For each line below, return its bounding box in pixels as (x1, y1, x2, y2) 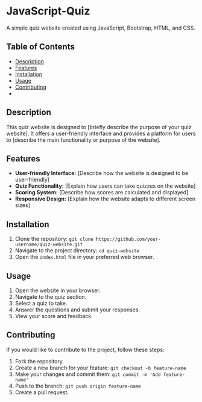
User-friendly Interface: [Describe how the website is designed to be (14, 170, 189, 177)
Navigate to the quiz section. (14, 293, 87, 300)
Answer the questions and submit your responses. (14, 306, 140, 313)
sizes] (14, 202, 30, 209)
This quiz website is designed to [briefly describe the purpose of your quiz (6, 123, 192, 130)
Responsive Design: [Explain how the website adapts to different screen (14, 195, 196, 203)
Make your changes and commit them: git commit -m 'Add (14, 370, 161, 378)
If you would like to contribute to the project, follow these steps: (6, 346, 165, 353)
